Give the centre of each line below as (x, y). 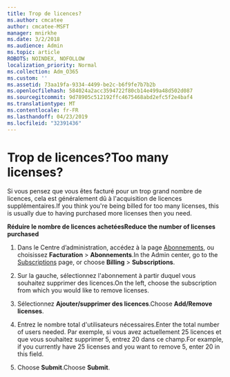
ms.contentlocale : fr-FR (43, 110)
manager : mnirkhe (32, 33)
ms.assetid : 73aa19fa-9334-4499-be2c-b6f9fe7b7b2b (82, 85)
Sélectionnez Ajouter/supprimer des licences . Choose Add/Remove (115, 304)
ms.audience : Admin (35, 46)
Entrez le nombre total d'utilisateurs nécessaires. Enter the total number (118, 325)
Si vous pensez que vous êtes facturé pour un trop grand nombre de (105, 191)
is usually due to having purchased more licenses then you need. (99, 213)
